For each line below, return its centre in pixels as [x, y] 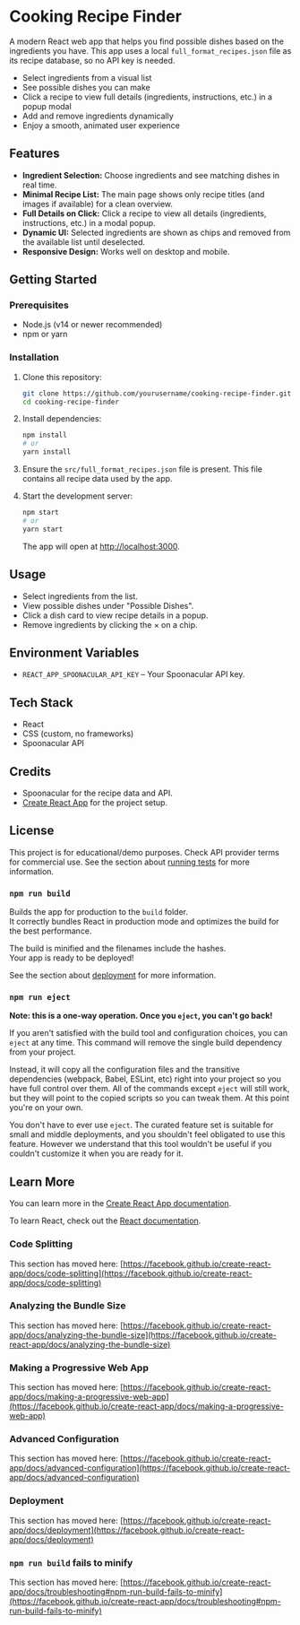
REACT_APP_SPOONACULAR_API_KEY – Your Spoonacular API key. [133, 674]
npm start [41, 513]
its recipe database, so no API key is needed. [92, 60]
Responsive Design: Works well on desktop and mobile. [126, 251]
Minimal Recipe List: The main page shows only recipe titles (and [143, 194]
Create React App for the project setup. [95, 802]
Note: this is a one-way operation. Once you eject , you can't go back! [141, 1016]
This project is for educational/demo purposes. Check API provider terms [144, 852]
